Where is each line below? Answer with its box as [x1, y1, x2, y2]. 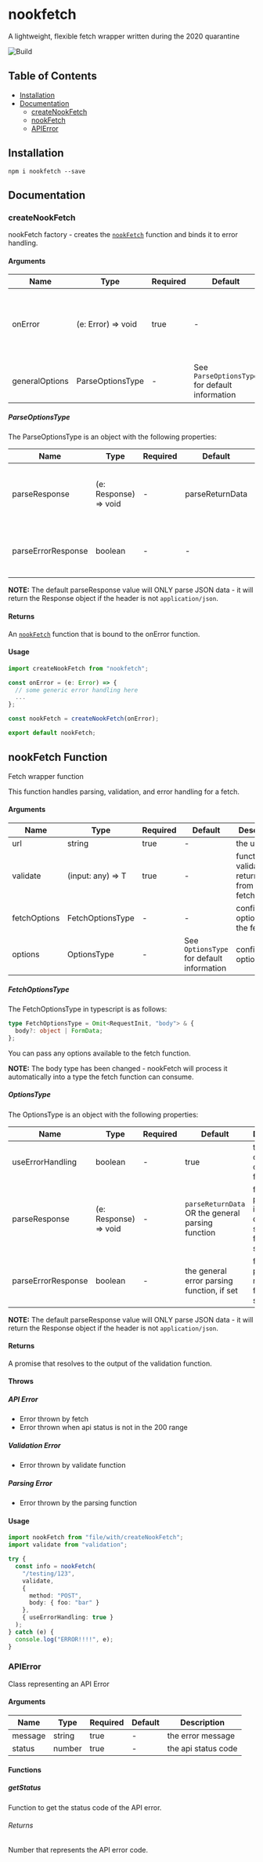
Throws [8, 1377, 34, 1386]
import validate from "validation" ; [8, 1541, 128, 1549]
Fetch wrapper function [8, 771, 84, 781]
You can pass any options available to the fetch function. [8, 1048, 191, 1058]
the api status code [167, 1743, 238, 1754]
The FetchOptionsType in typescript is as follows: [8, 1004, 168, 1014]
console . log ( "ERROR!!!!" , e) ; [15, 1635, 113, 1643]
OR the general [185, 1207, 240, 1218]
